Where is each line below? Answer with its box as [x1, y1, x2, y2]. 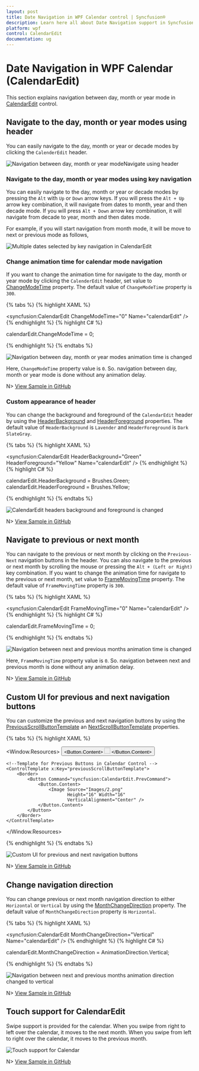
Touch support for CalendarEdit [6, 1006, 126, 1017]
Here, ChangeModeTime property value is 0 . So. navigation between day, [6, 365, 177, 372]
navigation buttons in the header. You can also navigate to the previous [18, 557, 191, 564]
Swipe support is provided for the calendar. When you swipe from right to [6, 1022, 186, 1030]
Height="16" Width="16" [67, 792, 126, 798]
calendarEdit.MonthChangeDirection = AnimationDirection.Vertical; [6, 949, 170, 956]
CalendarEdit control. [6, 100, 58, 107]
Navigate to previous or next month [6, 535, 139, 545]
